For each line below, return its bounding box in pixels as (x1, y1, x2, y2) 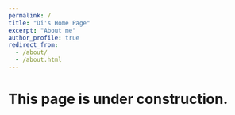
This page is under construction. (8, 90, 229, 108)
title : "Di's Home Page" (8, 19, 91, 27)
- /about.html (15, 56, 62, 64)
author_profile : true (8, 33, 80, 42)
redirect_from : (8, 41, 59, 49)
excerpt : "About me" (8, 26, 77, 34)
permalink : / (8, 11, 52, 20)
